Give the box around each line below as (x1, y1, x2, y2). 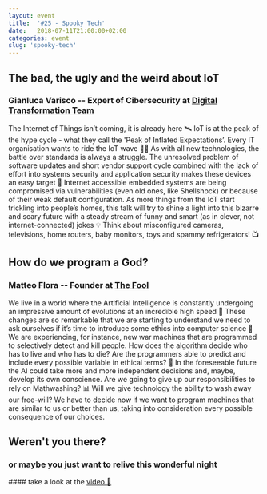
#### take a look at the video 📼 (8, 477, 112, 487)
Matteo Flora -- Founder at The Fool (8, 280, 149, 291)
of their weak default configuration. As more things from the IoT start (8, 194, 235, 204)
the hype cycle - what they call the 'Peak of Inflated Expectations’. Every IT (8, 135, 255, 145)
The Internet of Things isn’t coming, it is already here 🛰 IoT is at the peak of (8, 123, 260, 133)
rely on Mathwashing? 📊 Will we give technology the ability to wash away (8, 383, 252, 392)
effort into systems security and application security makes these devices (8, 169, 252, 178)
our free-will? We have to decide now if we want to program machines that (8, 395, 254, 404)
